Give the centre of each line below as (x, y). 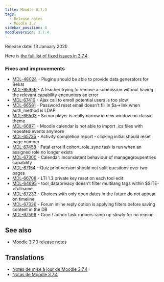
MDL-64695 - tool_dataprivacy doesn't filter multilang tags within (78, 183)
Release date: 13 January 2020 (36, 46)
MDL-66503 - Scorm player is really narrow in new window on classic (82, 116)
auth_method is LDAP (34, 110)
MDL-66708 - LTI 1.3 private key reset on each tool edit (68, 178)
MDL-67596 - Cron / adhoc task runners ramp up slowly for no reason (83, 215)
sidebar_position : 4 (26, 28)
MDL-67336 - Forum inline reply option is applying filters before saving (84, 205)
